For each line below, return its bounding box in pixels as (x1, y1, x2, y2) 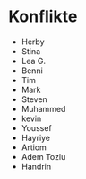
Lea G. (21, 55, 47, 66)
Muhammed (21, 103, 66, 114)
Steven (21, 93, 48, 105)
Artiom (21, 142, 47, 153)
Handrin (21, 161, 51, 172)
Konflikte (8, 6, 78, 27)
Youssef (21, 122, 53, 133)
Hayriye (21, 132, 51, 143)
